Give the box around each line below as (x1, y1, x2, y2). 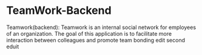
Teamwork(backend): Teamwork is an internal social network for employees (6, 24, 196, 31)
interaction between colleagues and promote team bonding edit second (6, 36, 185, 44)
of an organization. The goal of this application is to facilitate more (6, 30, 172, 37)
